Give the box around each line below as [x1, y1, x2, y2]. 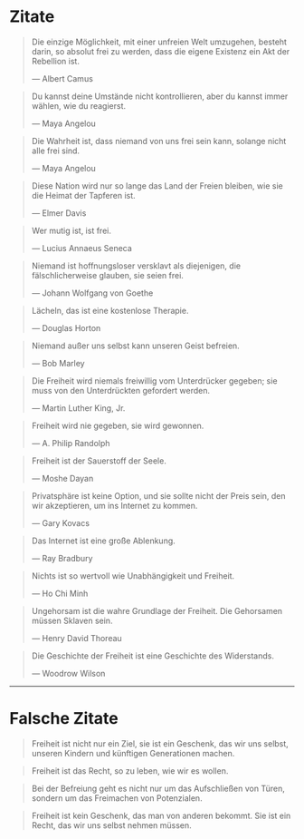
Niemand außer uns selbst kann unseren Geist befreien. [31, 340, 240, 351]
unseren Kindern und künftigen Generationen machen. [31, 747, 235, 758]
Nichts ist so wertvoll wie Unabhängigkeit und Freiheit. [31, 570, 235, 581]
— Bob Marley [31, 357, 85, 368]
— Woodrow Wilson [31, 668, 106, 678]
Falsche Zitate [9, 708, 119, 729]
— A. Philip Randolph [31, 437, 110, 448]
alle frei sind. [31, 145, 80, 156]
